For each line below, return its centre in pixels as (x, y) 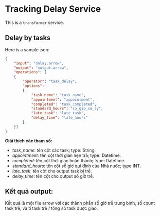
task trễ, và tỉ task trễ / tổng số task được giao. (52, 208)
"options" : (34, 86)
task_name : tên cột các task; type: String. (54, 150)
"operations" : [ (30, 72)
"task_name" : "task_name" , (58, 95)
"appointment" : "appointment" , (63, 99)
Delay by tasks (28, 38)
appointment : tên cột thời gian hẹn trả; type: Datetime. (66, 155)
